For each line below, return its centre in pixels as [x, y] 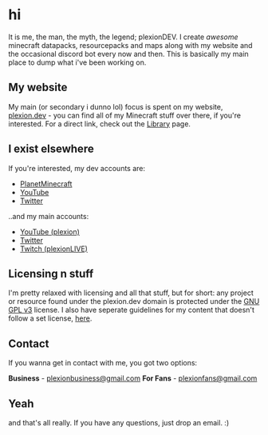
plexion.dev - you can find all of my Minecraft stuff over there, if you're [125, 115]
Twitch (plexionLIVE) [53, 249]
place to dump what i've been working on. [77, 62]
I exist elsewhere [51, 149]
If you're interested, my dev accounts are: [77, 168]
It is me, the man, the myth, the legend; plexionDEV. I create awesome [123, 37]
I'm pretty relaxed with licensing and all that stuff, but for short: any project [131, 293]
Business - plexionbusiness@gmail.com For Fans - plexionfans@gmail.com [133, 378]
